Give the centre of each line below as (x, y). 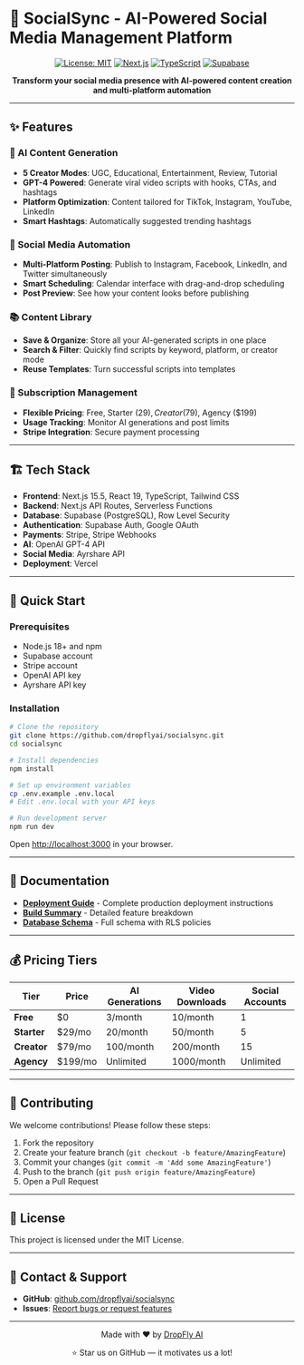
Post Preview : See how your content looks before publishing (136, 293)
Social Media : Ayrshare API (73, 554)
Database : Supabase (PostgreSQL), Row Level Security (126, 515)
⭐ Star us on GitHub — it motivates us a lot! (152, 1353)
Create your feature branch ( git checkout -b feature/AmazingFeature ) (154, 1152)
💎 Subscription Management (73, 393)
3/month (124, 1017)
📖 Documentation (60, 881)
